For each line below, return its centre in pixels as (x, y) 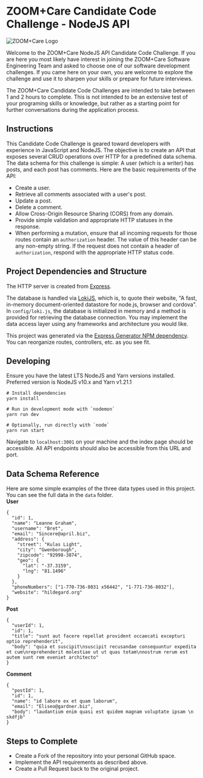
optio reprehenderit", (35, 642)
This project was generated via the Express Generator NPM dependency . (98, 335)
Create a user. (32, 187)
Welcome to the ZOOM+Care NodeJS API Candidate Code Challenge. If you (101, 52)
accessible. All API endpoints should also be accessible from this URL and (98, 448)
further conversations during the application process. (73, 109)
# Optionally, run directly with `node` (58, 425)
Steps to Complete (42, 741)
